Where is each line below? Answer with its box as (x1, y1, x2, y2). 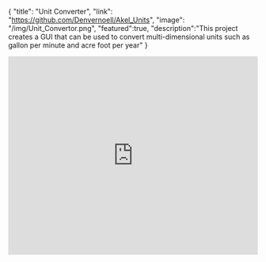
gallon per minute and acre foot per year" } (8, 40, 148, 50)
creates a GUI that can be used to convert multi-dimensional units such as (8, 32, 250, 41)
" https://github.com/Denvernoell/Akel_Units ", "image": (8, 15, 185, 25)
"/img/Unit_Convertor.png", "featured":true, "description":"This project (8, 24, 238, 33)
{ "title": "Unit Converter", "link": (8, 7, 113, 16)
